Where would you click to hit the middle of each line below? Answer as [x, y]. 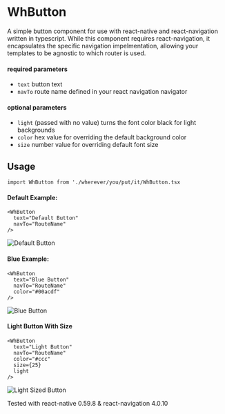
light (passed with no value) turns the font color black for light [107, 123]
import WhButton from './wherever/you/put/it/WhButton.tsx [94, 183]
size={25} [27, 365]
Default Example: [32, 197]
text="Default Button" [46, 218]
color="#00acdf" [37, 292]
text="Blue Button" [41, 279]
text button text [40, 84]
